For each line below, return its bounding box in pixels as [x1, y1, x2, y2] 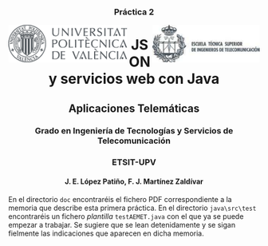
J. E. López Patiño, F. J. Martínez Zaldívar [65, 177, 203, 186]
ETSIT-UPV [111, 157, 157, 168]
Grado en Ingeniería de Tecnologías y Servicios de [34, 125, 234, 137]
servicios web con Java [60, 70, 220, 88]
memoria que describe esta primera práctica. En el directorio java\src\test [8, 203, 257, 212]
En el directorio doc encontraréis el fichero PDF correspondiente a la [8, 194, 233, 204]
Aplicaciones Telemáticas [68, 101, 200, 115]
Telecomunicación [97, 135, 171, 146]
